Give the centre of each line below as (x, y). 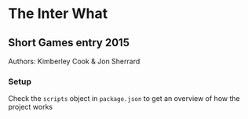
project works (31, 107)
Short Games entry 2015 (69, 43)
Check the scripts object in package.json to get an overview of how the (124, 99)
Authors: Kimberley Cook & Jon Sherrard (74, 61)
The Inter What (58, 14)
